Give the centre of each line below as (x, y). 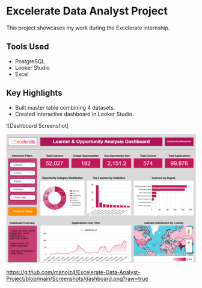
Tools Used (28, 47)
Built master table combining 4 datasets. (65, 107)
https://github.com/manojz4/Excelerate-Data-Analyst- (73, 272)
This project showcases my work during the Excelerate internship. (88, 28)
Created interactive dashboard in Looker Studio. (74, 114)
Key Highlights (34, 93)
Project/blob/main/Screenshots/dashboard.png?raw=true (77, 279)
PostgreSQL (30, 61)
